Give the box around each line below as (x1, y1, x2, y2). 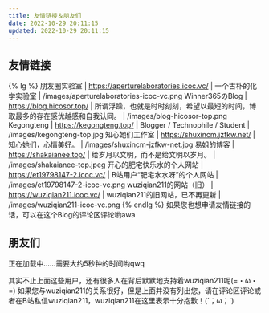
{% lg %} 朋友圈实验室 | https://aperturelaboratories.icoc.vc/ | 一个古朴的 (8, 81, 251, 91)
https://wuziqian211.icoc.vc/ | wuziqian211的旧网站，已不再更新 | (8, 190, 221, 200)
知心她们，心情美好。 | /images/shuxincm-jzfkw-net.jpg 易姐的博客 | (8, 140, 235, 149)
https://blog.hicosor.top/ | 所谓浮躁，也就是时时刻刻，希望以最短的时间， (8, 101, 250, 111)
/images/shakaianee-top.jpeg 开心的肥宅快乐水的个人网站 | (8, 160, 203, 169)
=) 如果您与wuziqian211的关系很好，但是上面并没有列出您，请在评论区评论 (8, 286, 255, 295)
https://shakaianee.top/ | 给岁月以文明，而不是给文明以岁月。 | (8, 150, 216, 160)
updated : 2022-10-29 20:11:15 (8, 26, 110, 35)
